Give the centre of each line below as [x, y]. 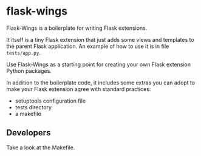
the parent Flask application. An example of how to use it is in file [88, 46]
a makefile [28, 114]
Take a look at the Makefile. [41, 148]
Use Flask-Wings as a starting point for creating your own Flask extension [99, 64]
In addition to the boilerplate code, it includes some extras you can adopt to [101, 83]
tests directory [33, 107]
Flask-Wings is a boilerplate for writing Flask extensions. [77, 28]
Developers [29, 133]
